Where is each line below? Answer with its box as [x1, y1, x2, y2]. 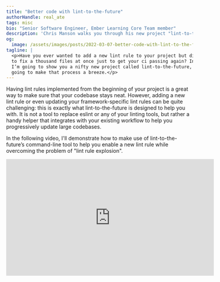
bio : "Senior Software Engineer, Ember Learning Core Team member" [6, 25, 177, 31]
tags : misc [6, 20, 33, 25]
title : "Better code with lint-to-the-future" [6, 8, 123, 15]
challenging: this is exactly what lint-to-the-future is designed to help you [6, 104, 186, 111]
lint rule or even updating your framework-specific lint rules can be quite [6, 98, 183, 105]
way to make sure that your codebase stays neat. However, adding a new [6, 92, 186, 99]
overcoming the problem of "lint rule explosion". [6, 148, 123, 155]
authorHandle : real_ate [6, 14, 65, 20]
